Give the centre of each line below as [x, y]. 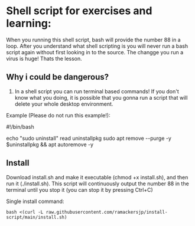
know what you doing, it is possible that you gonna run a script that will [101, 97]
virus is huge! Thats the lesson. [44, 58]
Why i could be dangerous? [58, 77]
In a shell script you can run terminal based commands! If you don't [97, 91]
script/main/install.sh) [37, 217]
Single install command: [35, 201]
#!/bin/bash [20, 127]
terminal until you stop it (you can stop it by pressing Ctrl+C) [80, 189]
